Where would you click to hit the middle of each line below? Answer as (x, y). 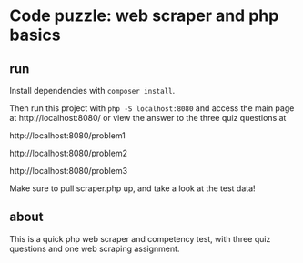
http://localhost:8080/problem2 (68, 153)
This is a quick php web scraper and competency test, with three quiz (140, 238)
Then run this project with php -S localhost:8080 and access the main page (152, 108)
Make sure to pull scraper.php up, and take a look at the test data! (133, 188)
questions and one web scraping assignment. (95, 248)
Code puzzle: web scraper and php (144, 16)
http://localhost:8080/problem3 (69, 171)
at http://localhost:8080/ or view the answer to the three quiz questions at (148, 118)
